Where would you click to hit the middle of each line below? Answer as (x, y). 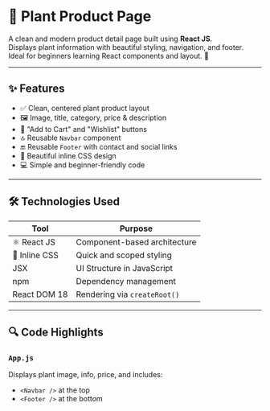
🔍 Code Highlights (56, 332)
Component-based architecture (136, 242)
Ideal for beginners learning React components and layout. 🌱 (108, 55)
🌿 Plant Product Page (80, 16)
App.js (21, 358)
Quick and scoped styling (124, 255)
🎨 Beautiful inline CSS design (68, 155)
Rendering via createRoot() (128, 294)
